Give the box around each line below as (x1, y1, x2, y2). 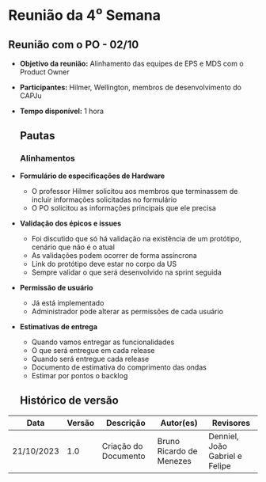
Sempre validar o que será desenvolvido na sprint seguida (31, 268, 222, 277)
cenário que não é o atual (31, 242, 115, 252)
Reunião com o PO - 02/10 (8, 38, 139, 51)
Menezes (157, 455, 192, 466)
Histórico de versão (19, 394, 119, 408)
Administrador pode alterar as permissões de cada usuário (31, 306, 224, 316)
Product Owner (19, 67, 70, 77)
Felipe (208, 460, 231, 471)
